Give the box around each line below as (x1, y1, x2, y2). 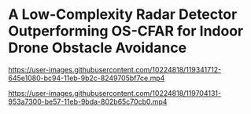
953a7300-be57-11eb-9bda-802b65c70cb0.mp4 (8, 97, 168, 106)
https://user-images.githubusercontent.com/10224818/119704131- (8, 88, 222, 97)
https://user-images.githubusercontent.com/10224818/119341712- (8, 64, 222, 74)
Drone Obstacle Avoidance (8, 39, 187, 57)
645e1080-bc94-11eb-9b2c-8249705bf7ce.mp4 (8, 73, 165, 83)
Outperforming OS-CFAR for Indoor (8, 22, 244, 40)
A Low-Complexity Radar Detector (8, 6, 238, 24)
